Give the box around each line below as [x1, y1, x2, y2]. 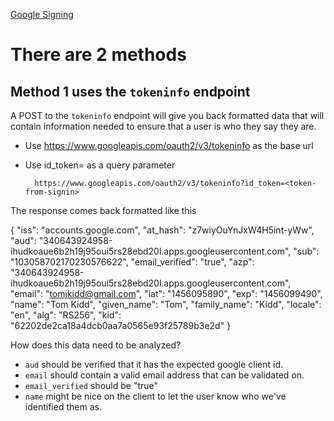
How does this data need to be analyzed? [10, 339, 182, 351]
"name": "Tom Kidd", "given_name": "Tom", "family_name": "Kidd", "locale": [10, 299, 322, 310]
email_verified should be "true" [24, 380, 159, 391]
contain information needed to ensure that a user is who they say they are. [10, 120, 317, 132]
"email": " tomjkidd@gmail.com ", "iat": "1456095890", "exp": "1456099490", [10, 288, 323, 299]
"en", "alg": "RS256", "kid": [10, 309, 122, 321]
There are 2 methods [10, 44, 187, 66]
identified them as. [24, 401, 102, 413]
